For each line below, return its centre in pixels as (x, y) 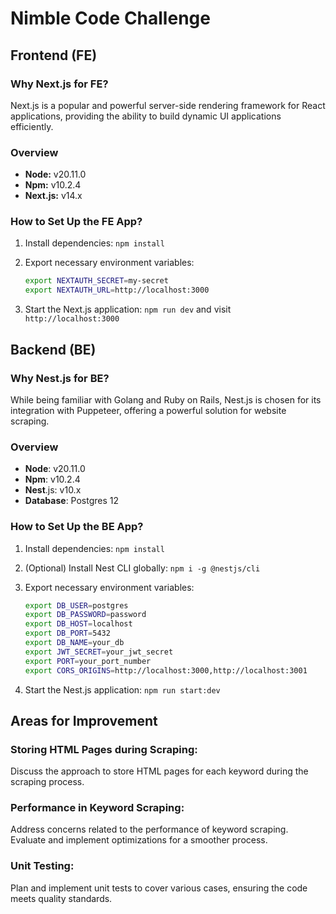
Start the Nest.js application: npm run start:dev (122, 689)
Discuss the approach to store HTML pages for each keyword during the (159, 771)
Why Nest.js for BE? (60, 378)
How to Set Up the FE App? (76, 222)
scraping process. (47, 782)
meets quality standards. (61, 898)
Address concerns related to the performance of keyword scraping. (149, 829)
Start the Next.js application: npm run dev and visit (128, 309)
